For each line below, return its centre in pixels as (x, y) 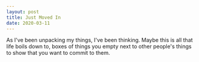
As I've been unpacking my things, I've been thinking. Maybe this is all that (99, 40)
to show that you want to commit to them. (58, 53)
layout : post (23, 12)
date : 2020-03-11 (28, 23)
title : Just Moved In (34, 17)
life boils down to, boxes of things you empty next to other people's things (99, 46)
